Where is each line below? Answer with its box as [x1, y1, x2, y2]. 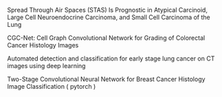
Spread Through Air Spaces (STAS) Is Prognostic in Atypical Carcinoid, [7, 6, 208, 14]
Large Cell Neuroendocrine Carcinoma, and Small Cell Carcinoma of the [7, 13, 211, 21]
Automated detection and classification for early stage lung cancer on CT [7, 54, 215, 63]
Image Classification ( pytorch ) [7, 83, 96, 90]
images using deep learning [7, 62, 86, 69]
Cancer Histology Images [7, 41, 79, 49]
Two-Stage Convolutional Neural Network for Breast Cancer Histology [7, 75, 206, 83]
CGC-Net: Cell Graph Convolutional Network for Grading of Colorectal [7, 34, 206, 42]
